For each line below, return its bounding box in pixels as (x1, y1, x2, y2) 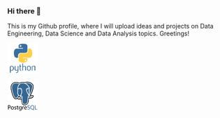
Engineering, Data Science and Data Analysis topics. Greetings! (7, 29, 190, 37)
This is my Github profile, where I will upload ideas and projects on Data (7, 22, 214, 31)
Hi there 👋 (7, 6, 42, 16)
